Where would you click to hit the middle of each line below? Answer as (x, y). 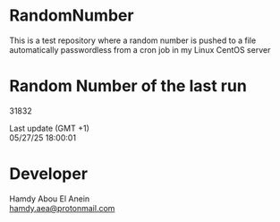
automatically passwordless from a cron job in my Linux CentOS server (140, 49)
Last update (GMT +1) (49, 128)
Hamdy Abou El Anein (50, 199)
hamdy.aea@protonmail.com (62, 208)
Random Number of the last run (128, 86)
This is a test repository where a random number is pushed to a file (133, 40)
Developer (48, 174)
